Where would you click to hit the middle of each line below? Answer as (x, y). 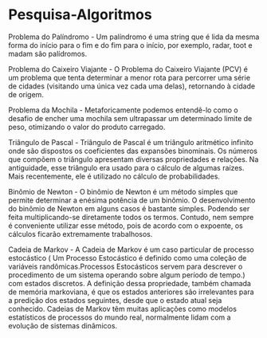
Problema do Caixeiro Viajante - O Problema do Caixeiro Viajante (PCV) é (128, 69)
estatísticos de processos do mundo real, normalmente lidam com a (120, 317)
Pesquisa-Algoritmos (80, 15)
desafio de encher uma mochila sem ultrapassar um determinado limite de (130, 118)
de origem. (26, 94)
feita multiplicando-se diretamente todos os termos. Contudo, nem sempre (131, 217)
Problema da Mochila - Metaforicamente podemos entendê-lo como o (124, 110)
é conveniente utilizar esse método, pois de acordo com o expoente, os (126, 226)
